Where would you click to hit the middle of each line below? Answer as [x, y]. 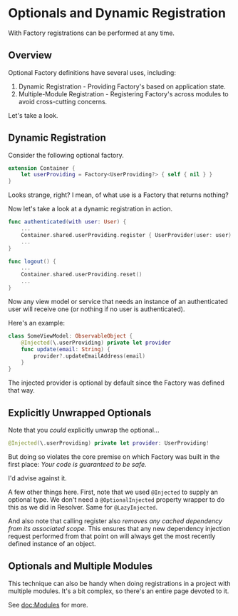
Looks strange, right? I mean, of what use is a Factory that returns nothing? [118, 195]
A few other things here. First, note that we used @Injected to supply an [113, 492]
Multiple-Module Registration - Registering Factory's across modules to [123, 94]
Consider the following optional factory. [66, 155]
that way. [21, 390]
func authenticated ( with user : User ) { [67, 222]
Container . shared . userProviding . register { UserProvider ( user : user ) [126, 235]
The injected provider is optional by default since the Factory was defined [117, 383]
